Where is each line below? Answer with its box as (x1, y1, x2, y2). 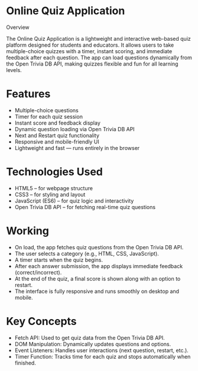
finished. (14, 359, 37, 366)
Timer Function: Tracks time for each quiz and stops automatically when (14, 353, 191, 360)
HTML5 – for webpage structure (14, 184, 93, 191)
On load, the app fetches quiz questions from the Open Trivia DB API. (14, 243, 184, 250)
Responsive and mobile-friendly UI (14, 138, 99, 145)
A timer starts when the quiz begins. (14, 256, 103, 263)
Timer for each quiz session (14, 113, 83, 120)
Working (6, 224, 49, 237)
